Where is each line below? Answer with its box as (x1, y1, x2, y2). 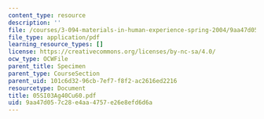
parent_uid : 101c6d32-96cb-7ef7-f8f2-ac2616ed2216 (8, 77, 178, 85)
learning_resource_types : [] (8, 41, 104, 49)
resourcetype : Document (8, 84, 86, 92)
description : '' (8, 19, 61, 27)
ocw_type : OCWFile (8, 56, 68, 63)
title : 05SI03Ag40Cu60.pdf (8, 92, 97, 99)
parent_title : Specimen (8, 63, 86, 70)
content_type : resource (8, 11, 86, 20)
